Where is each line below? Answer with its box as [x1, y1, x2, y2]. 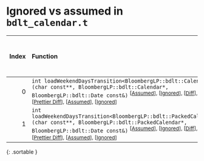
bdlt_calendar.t [6, 17, 88, 29]
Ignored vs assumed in [6, 4, 123, 18]
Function [32, 52, 58, 60]
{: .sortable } [6, 148, 38, 156]
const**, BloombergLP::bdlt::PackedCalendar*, [50, 119, 188, 126]
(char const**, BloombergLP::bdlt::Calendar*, [32, 83, 169, 91]
